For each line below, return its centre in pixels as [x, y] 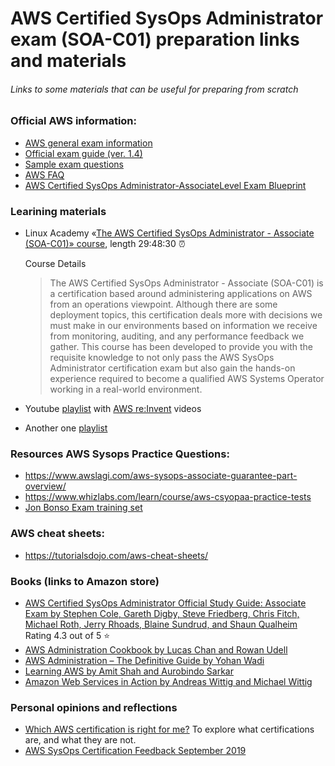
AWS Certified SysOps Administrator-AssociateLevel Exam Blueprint [165, 185]
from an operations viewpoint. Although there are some [163, 304]
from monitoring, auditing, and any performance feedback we [177, 336]
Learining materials [58, 211]
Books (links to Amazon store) [85, 581]
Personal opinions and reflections [94, 707]
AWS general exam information [88, 143]
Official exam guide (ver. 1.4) [83, 153]
